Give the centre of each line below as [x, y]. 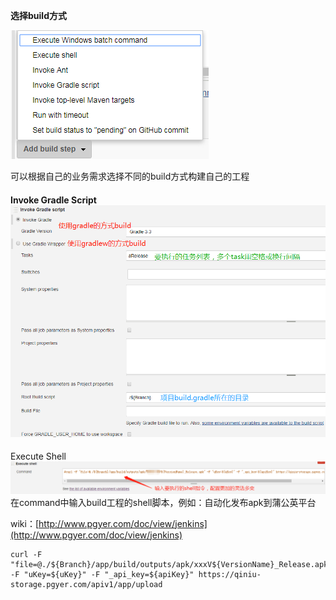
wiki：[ [25, 523]
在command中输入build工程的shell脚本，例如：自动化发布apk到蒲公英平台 [163, 502]
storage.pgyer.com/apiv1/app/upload [86, 584]
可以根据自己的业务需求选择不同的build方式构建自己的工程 [130, 176]
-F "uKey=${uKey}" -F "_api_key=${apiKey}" [102, 574]
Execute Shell [38, 456]
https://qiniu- [230, 574]
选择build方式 [38, 15]
